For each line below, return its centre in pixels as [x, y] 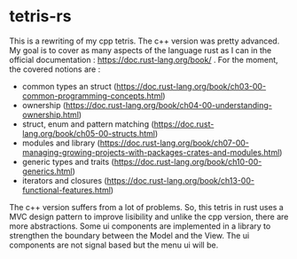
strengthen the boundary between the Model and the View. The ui [129, 235]
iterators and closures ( [65, 180]
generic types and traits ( [68, 161]
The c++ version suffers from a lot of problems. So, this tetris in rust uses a [146, 207]
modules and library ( [61, 143]
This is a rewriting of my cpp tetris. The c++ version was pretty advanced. [145, 41]
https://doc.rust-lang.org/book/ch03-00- [191, 86]
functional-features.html [66, 190]
